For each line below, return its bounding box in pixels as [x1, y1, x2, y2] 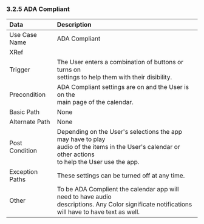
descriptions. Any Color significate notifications [56, 200, 192, 209]
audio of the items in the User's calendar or [56, 143, 180, 151]
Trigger [9, 65, 30, 74]
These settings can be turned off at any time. [56, 171, 185, 180]
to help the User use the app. [56, 158, 140, 166]
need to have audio [56, 193, 112, 201]
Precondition [9, 90, 46, 99]
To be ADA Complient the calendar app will [56, 185, 179, 194]
